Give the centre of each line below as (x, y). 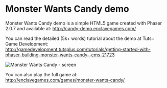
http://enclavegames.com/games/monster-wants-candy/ (65, 80)
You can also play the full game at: (42, 74)
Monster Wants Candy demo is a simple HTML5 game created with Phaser (84, 23)
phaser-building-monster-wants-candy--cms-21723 (60, 55)
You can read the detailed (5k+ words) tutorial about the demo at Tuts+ (80, 38)
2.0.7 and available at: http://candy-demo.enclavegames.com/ (71, 28)
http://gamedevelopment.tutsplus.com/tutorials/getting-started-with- (78, 49)
